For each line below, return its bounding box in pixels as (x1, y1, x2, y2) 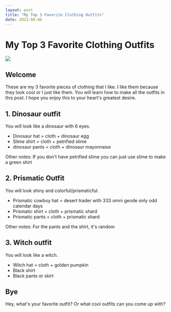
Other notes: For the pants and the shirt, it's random (5, 223, 115, 230)
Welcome (5, 70, 36, 79)
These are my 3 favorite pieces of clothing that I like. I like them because (5, 84, 159, 90)
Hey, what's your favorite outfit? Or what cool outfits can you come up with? (5, 301, 166, 307)
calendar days (12, 203, 43, 209)
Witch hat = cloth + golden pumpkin (12, 261, 89, 268)
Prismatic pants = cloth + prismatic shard (12, 213, 100, 220)
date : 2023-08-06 (5, 17, 42, 22)
